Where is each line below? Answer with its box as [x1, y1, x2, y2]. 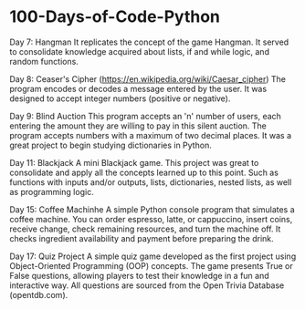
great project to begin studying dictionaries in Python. [9, 139, 212, 150]
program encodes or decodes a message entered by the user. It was [9, 83, 268, 94]
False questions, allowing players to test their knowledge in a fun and [9, 270, 269, 281]
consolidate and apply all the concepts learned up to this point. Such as [9, 167, 279, 178]
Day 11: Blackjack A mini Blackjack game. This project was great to [9, 157, 259, 168]
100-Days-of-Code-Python [9, 6, 221, 27]
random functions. [9, 56, 79, 67]
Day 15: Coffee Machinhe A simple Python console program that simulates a [9, 203, 295, 215]
